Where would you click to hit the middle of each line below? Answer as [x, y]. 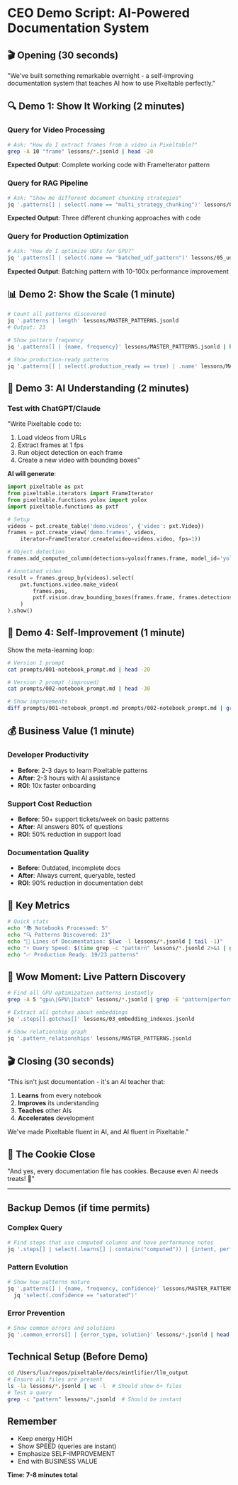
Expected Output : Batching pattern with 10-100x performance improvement [118, 271]
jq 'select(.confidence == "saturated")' [76, 1295]
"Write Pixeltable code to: [45, 424]
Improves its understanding [58, 1103]
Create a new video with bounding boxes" [79, 460]
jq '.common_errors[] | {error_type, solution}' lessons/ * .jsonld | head [119, 1334]
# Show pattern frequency [45, 340]
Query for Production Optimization [68, 237]
